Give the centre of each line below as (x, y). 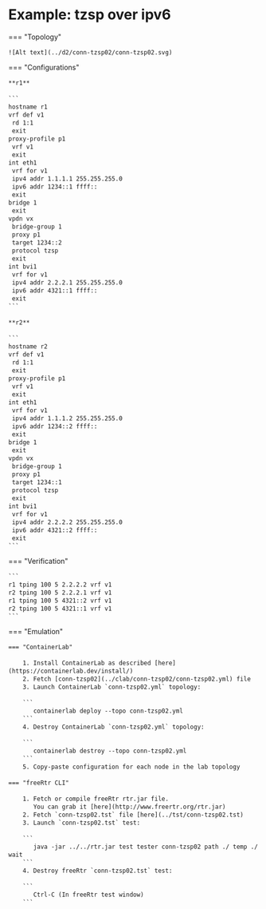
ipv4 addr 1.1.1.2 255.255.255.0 (67, 418)
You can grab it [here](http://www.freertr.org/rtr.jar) (129, 807)
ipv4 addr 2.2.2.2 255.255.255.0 (67, 522)
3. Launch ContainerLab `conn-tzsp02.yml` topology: (112, 687)
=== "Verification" (38, 561)
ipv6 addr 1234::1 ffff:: (55, 187)
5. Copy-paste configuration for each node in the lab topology (131, 767)
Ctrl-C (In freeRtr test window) (89, 895)
